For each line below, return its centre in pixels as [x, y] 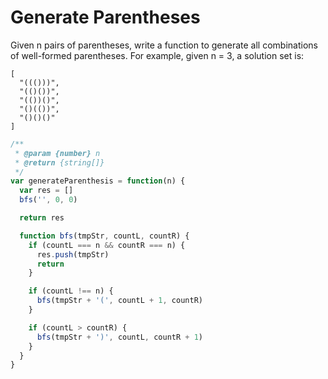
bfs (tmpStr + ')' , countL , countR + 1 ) [119, 337]
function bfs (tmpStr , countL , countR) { [104, 236]
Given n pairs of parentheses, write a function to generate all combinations [164, 45]
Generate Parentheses [105, 17]
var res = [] [46, 191]
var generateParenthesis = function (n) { [98, 181]
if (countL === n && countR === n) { [107, 245]
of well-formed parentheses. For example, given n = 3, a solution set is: [157, 55]
